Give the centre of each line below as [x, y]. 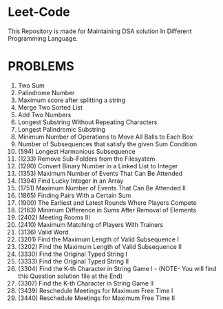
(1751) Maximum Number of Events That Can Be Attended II [102, 188]
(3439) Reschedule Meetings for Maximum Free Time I [95, 290]
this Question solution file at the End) [70, 276]
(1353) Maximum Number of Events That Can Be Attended [100, 173]
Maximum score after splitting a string [72, 100]
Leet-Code [39, 12]
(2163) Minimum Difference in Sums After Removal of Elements [107, 210]
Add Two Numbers [44, 114]
